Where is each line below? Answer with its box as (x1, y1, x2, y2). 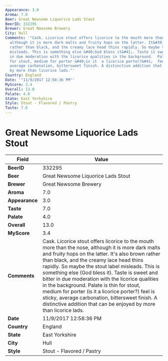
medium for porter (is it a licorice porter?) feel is (42, 288, 155, 295)
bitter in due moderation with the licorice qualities (42, 275, 159, 282)
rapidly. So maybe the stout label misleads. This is (42, 263, 160, 270)
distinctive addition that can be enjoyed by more (42, 300, 155, 307)
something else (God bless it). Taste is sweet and (42, 269, 158, 276)
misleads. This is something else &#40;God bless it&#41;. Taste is (9, 49, 155, 54)
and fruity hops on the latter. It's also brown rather (42, 250, 160, 257)
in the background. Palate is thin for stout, (42, 282, 140, 289)
